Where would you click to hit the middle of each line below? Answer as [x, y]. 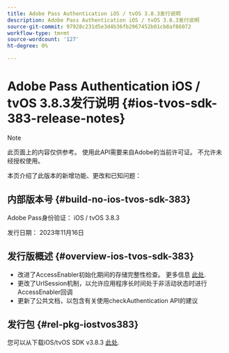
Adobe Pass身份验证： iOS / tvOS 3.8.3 [63, 217]
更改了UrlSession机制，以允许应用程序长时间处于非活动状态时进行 [112, 283]
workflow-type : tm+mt [39, 33]
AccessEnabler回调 [45, 292]
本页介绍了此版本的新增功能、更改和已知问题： [74, 175]
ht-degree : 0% [28, 46]
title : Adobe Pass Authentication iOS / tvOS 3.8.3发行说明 [94, 14]
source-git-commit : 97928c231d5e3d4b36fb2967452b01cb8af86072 [99, 26]
